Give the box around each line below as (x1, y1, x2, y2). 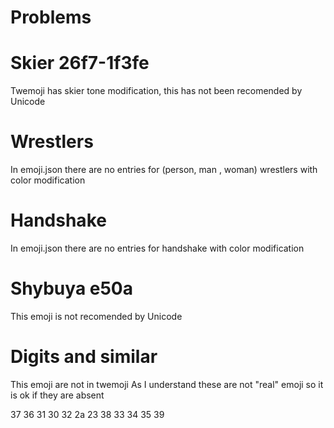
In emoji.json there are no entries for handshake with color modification (10, 242, 305, 254)
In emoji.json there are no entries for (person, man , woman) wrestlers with (10, 164, 318, 176)
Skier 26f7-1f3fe (10, 52, 150, 75)
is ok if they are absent (10, 389, 105, 401)
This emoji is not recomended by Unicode (10, 310, 183, 322)
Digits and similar (10, 346, 158, 368)
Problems (10, 6, 92, 29)
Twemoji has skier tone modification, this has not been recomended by (10, 85, 303, 97)
